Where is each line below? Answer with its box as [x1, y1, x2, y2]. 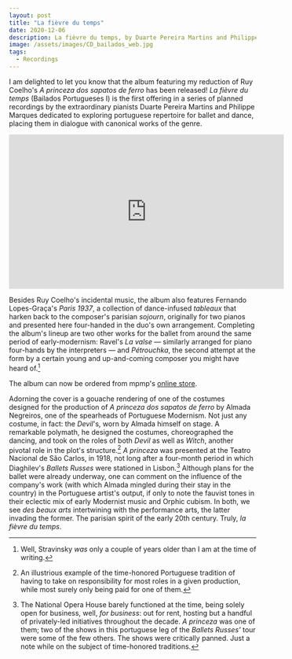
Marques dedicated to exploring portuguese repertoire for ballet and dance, [9, 110, 254, 120]
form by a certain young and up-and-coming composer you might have [9, 353, 239, 363]
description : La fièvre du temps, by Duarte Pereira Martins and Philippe [9, 33, 259, 42]
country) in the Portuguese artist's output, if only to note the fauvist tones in [9, 488, 254, 498]
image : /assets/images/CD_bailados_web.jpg [9, 41, 154, 49]
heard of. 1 [9, 362, 41, 373]
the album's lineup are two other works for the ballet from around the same [9, 328, 252, 338]
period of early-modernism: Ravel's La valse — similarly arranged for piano [9, 337, 252, 346]
